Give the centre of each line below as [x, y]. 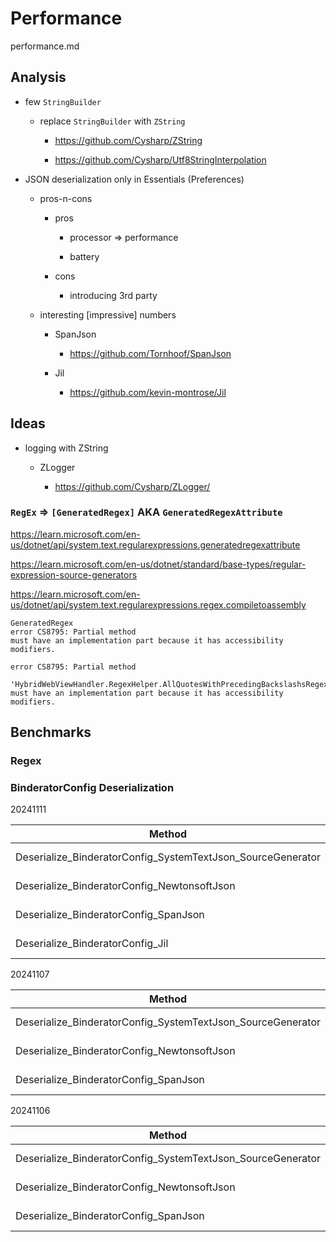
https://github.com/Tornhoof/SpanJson [150, 353]
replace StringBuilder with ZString [112, 121]
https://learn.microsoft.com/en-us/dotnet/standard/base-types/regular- [158, 564]
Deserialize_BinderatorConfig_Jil [92, 944]
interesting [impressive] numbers [108, 314]
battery [84, 256]
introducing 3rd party [113, 295]
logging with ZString [66, 448]
